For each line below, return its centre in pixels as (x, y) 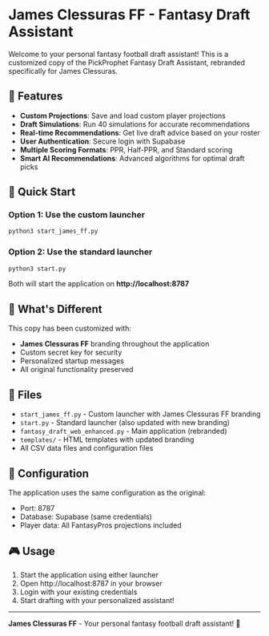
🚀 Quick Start (42, 192)
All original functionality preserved (76, 370)
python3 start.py (37, 269)
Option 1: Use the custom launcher (77, 215)
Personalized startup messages (72, 361)
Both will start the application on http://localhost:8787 (99, 284)
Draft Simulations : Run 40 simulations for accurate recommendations (135, 124)
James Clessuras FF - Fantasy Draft (129, 15)
